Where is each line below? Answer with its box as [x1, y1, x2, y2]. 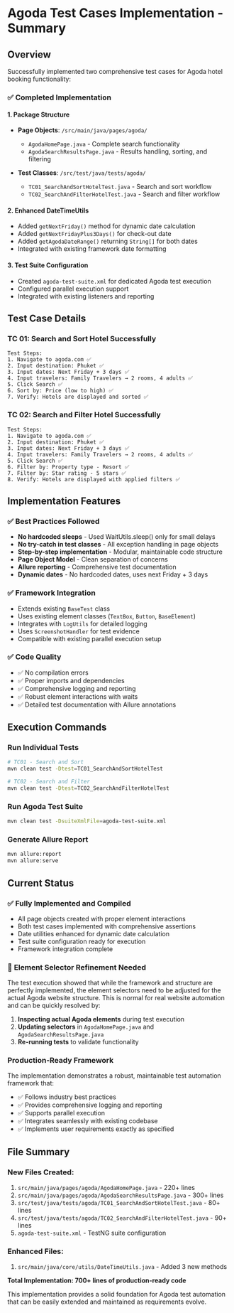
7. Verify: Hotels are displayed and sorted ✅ [7, 393, 149, 401]
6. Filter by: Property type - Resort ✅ [7, 463, 130, 471]
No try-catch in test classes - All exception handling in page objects [17, 540, 219, 549]
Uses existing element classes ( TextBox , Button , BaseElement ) [17, 611, 196, 620]
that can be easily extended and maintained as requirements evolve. [7, 1297, 207, 1306]
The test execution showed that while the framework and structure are [7, 979, 213, 987]
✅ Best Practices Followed [7, 516, 100, 526]
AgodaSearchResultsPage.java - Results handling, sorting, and [28, 147, 208, 156]
